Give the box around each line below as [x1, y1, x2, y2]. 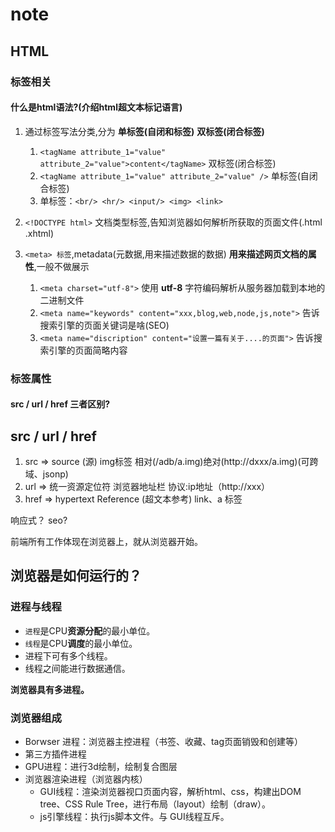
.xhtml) [24, 227, 55, 239]
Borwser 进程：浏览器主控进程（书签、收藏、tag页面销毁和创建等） [24, 736, 304, 748]
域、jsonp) [24, 468, 69, 480]
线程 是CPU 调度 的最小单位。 [24, 637, 138, 649]
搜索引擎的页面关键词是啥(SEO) [39, 319, 170, 331]
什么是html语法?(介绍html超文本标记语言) [10, 101, 183, 113]
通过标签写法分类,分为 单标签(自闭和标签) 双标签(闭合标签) [24, 125, 265, 137]
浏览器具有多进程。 [10, 683, 90, 695]
